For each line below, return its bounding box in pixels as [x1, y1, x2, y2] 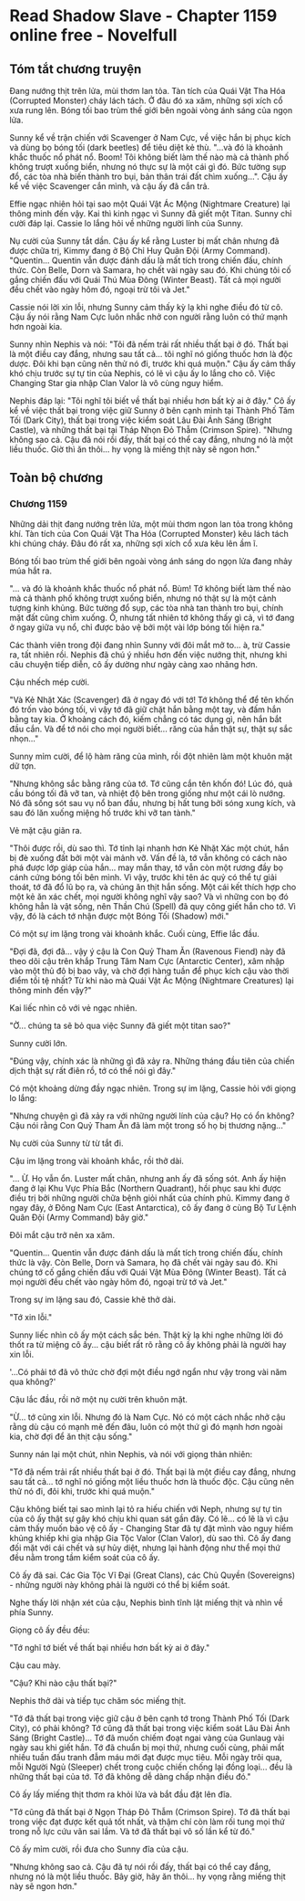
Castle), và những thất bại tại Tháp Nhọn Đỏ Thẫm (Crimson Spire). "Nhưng [9, 425, 293, 435]
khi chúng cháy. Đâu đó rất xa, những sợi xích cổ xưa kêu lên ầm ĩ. [9, 538, 258, 549]
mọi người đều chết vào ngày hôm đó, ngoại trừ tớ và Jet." [9, 1276, 228, 1287]
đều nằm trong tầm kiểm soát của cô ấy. [9, 1551, 160, 1562]
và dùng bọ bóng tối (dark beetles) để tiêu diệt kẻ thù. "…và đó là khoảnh [9, 142, 284, 152]
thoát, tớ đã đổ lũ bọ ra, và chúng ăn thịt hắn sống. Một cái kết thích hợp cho [9, 881, 297, 892]
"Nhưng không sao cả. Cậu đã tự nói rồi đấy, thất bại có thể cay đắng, [9, 1861, 271, 1872]
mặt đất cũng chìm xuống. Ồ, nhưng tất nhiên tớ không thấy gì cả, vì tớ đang [9, 612, 295, 623]
